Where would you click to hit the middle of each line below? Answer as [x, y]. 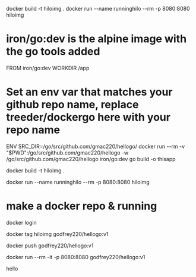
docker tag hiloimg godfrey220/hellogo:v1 [57, 234]
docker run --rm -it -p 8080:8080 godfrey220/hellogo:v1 [76, 257]
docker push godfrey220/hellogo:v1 [50, 245]
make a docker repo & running [82, 206]
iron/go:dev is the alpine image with [97, 39]
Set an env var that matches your [90, 92]
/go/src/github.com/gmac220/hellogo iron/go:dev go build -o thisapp [91, 159]
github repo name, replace [72, 105]
